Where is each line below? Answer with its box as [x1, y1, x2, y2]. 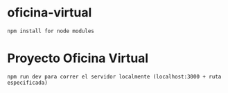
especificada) [7, 79, 49, 86]
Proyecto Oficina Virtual [7, 50, 149, 66]
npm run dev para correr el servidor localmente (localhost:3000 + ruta [7, 73, 222, 80]
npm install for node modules [7, 28, 95, 34]
